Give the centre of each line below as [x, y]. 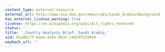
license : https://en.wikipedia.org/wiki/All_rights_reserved [69, 24]
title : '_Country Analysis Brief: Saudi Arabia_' [57, 33]
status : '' [16, 28]
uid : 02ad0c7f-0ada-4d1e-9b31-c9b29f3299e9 [51, 38]
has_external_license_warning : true [43, 19]
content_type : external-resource [40, 10]
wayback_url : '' [22, 42]
